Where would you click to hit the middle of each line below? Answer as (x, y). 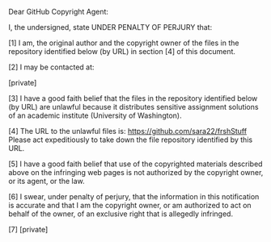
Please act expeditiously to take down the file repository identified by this (131, 140)
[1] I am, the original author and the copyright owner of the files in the (124, 43)
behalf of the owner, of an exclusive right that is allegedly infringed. (121, 214)
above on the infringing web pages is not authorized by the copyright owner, (136, 172)
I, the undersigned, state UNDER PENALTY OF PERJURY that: (110, 27)
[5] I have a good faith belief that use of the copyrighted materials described (135, 164)
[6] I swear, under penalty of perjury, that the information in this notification (134, 196)
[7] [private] (28, 229)
